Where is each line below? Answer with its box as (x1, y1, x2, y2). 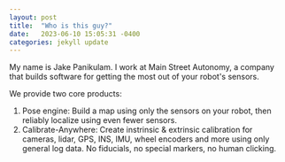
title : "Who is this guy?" (9, 21, 113, 30)
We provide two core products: (9, 89, 122, 99)
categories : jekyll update (9, 37, 109, 47)
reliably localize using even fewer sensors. (21, 115, 177, 126)
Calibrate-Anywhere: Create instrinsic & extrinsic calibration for (21, 125, 253, 135)
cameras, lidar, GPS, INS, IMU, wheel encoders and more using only (21, 134, 270, 144)
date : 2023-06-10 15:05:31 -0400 (9, 29, 141, 38)
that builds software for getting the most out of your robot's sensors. (9, 72, 259, 82)
